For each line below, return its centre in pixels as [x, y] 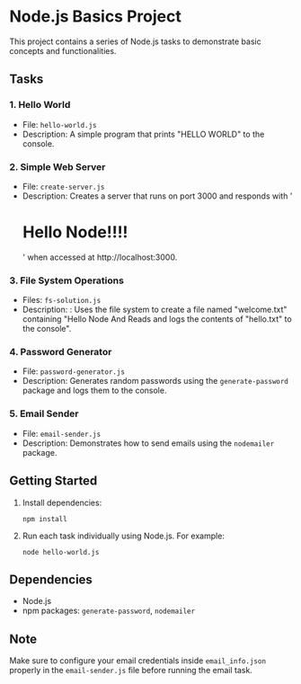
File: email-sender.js [62, 433]
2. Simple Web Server [58, 166]
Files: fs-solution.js [62, 300]
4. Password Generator [61, 352]
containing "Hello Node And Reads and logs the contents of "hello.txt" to [157, 319]
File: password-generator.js [74, 371]
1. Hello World [40, 105]
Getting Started [53, 481]
